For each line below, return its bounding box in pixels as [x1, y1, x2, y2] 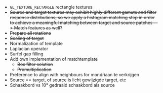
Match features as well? [14, 25, 63, 31]
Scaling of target [9, 35, 44, 41]
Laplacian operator [9, 46, 48, 51]
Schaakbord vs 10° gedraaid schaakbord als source [9, 82, 115, 88]
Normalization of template [9, 41, 63, 46]
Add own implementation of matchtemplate [9, 56, 98, 62]
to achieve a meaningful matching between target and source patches [9, 20, 153, 25]
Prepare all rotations [9, 30, 51, 36]
